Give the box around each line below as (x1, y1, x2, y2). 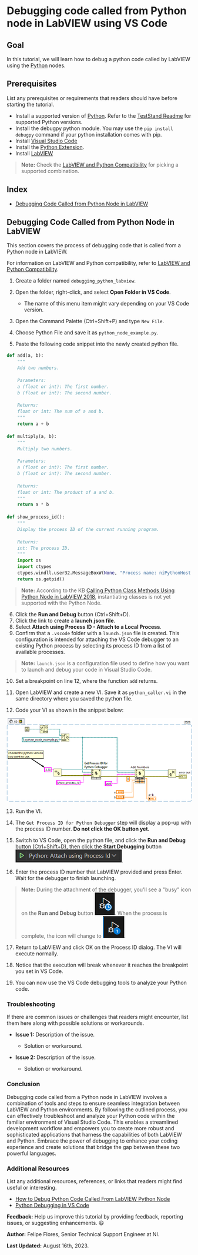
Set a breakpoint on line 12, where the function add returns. (15, 677, 158, 684)
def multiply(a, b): (6, 433, 58, 439)
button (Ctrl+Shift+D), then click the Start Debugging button (15, 843, 162, 850)
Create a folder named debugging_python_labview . (15, 277, 136, 284)
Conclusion (6, 1080, 41, 1088)
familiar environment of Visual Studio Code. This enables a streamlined (6, 1118, 179, 1125)
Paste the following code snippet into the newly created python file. (15, 340, 179, 348)
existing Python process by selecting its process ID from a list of (15, 642, 171, 649)
